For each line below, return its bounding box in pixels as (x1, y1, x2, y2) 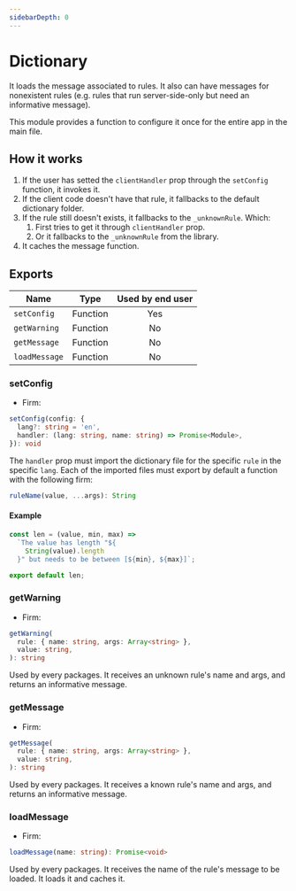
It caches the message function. (21, 241, 140, 252)
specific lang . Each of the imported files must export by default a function (9, 464, 278, 475)
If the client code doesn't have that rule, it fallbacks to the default (21, 194, 260, 205)
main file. (9, 126, 42, 136)
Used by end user (117, 293, 194, 306)
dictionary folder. (21, 203, 85, 213)
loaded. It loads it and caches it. (9, 873, 125, 884)
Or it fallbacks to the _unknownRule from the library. (34, 231, 219, 242)
